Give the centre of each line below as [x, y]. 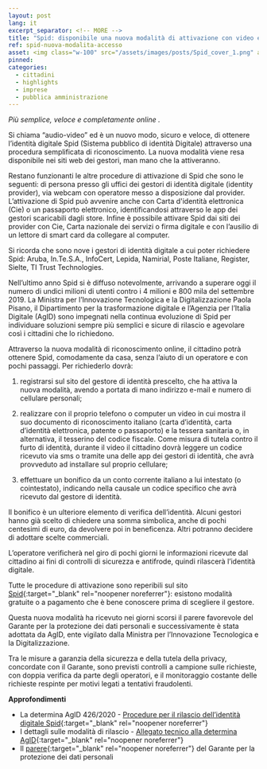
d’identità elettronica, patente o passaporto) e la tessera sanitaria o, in [134, 431]
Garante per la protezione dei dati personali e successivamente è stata [124, 627]
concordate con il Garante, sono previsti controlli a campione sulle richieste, [132, 667]
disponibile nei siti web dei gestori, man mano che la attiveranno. [114, 161]
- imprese [31, 90]
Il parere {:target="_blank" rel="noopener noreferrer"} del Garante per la [137, 748]
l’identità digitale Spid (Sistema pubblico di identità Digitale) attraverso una [130, 143]
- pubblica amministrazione [62, 97]
